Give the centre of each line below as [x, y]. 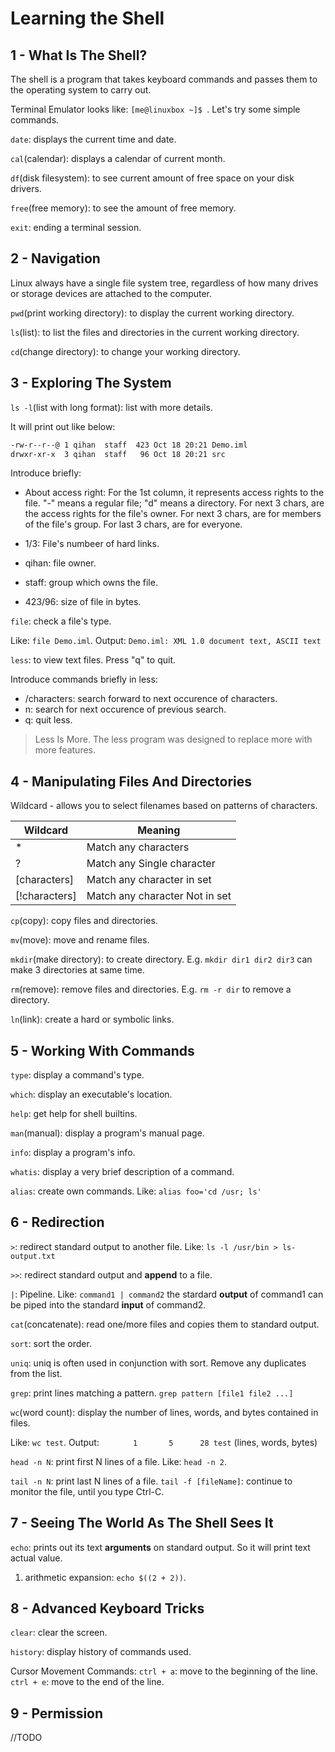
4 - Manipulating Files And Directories [131, 781]
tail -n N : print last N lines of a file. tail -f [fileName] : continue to [151, 1481]
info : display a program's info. [73, 1152]
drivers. [26, 188]
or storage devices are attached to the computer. [111, 293]
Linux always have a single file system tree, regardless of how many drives [164, 283]
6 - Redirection [57, 1222]
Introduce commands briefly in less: [84, 679]
